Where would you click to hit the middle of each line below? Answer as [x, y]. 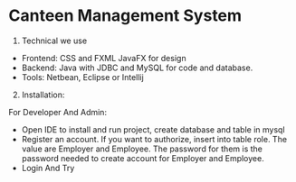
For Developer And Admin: [58, 112]
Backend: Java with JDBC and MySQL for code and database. [137, 68]
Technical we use [54, 41]
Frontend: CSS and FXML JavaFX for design [104, 58]
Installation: [43, 95]
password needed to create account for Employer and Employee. [143, 158]
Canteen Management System [125, 16]
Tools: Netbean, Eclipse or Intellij [82, 77]
